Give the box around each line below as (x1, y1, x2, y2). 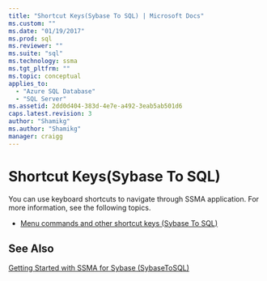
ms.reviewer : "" (8, 42, 63, 50)
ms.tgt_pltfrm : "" (8, 65, 70, 73)
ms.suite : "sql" (8, 49, 63, 57)
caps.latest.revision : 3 (8, 110, 92, 118)
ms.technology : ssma (8, 57, 78, 66)
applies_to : (8, 79, 49, 87)
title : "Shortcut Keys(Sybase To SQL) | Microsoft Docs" (8, 11, 205, 20)
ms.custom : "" (8, 19, 57, 28)
